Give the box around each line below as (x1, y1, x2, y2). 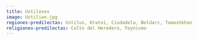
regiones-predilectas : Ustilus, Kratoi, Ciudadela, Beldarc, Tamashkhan (6, 19, 193, 25)
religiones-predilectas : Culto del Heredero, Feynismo (6, 25, 147, 31)
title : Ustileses (6, 8, 50, 15)
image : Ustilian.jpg (6, 14, 58, 20)
